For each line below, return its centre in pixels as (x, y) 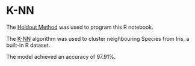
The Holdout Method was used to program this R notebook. (80, 27)
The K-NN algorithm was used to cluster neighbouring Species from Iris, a (98, 38)
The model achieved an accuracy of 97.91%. (61, 56)
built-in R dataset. (28, 45)
